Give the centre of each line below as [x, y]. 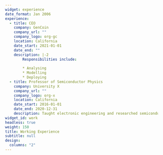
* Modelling [35, 73]
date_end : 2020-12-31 [35, 109]
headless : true [20, 122]
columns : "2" [23, 145]
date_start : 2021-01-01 [38, 46]
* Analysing [35, 69]
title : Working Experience [32, 132]
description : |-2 [31, 55]
